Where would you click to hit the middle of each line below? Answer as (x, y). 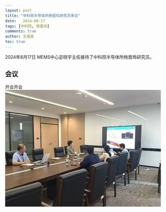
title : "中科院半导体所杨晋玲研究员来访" (43, 16)
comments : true (21, 31)
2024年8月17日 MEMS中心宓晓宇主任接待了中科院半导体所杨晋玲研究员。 (80, 57)
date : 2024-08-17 (25, 21)
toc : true (15, 42)
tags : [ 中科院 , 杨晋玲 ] (27, 26)
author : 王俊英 (20, 37)
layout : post (19, 10)
